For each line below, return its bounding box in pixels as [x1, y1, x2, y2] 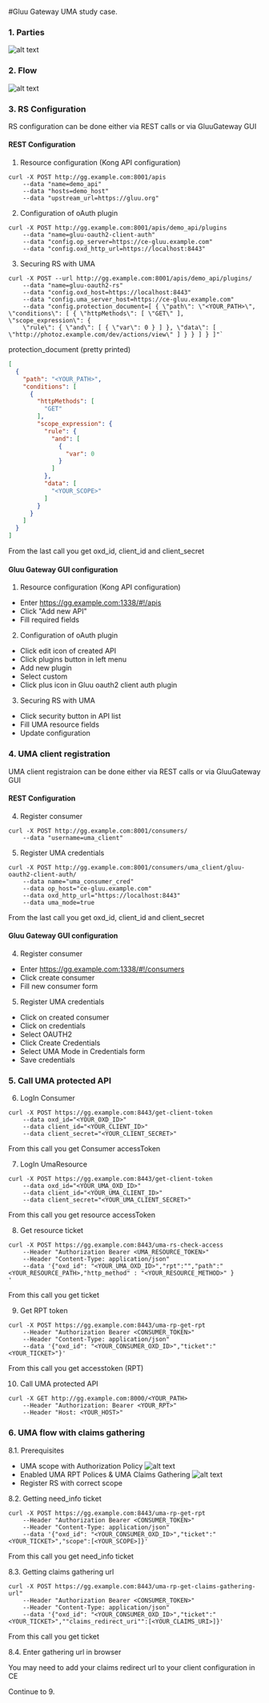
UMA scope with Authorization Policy [19, 1461, 143, 1470]
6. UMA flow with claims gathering [8, 1427, 146, 1438]
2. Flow [8, 65, 38, 76]
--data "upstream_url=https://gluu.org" [22, 194, 159, 203]
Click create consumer [19, 973, 95, 982]
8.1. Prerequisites [8, 1446, 65, 1455]
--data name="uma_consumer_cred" [22, 878, 134, 886]
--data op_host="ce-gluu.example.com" [22, 884, 152, 893]
